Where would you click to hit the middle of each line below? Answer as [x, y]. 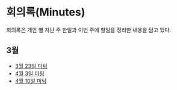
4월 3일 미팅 [29, 73]
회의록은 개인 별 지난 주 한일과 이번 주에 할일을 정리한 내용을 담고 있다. [89, 30]
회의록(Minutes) [46, 12]
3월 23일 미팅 [31, 66]
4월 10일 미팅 [31, 80]
